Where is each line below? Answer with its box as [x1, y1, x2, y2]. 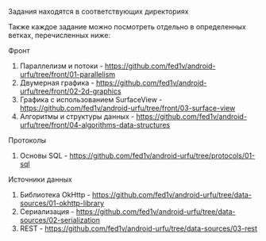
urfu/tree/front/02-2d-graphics [19, 86, 121, 96]
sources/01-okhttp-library [19, 198, 105, 208]
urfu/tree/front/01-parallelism [19, 70, 116, 78]
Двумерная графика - [19, 78, 94, 87]
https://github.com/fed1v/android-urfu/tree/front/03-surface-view [19, 103, 236, 113]
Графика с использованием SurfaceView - [19, 95, 163, 104]
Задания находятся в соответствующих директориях [8, 7, 189, 16]
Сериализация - [19, 207, 75, 216]
